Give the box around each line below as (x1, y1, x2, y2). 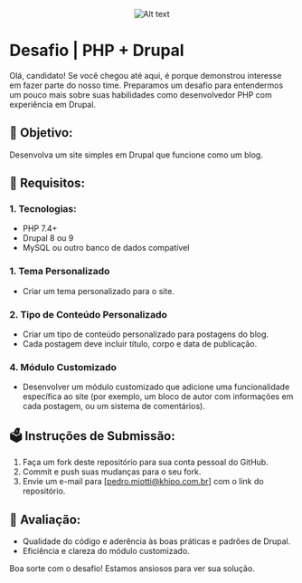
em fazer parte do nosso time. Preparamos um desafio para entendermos (9, 80, 284, 91)
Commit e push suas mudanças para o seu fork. (22, 466, 202, 477)
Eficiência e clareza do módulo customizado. (22, 545, 190, 556)
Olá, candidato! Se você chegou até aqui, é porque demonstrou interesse (9, 70, 282, 81)
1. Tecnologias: (9, 203, 77, 215)
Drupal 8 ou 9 (22, 233, 74, 244)
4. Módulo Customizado (9, 360, 118, 373)
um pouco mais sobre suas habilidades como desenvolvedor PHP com (9, 89, 273, 100)
